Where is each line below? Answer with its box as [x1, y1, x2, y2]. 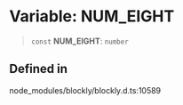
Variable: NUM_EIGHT [9, 6, 175, 27]
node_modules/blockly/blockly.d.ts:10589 [9, 85, 162, 95]
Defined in [9, 61, 68, 77]
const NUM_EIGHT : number [30, 36, 129, 46]
